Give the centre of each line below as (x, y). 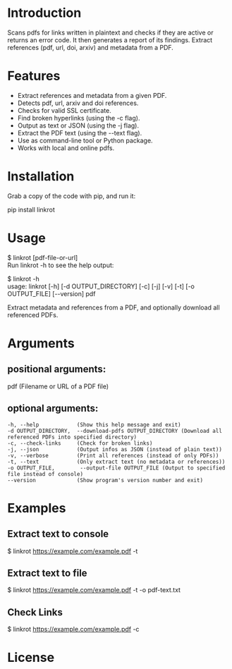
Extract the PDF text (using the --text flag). (80, 133)
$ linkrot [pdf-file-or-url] (43, 257)
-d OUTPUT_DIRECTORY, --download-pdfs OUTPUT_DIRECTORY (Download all (115, 431)
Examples (37, 508)
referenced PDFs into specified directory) (72, 437)
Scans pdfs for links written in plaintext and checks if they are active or (110, 32)
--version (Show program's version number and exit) (105, 480)
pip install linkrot (31, 209)
